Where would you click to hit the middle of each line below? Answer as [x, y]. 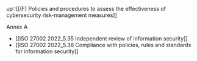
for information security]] [47, 51]
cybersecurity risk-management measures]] [62, 15]
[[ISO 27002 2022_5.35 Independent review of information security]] [101, 38]
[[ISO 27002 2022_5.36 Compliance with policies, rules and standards [103, 45]
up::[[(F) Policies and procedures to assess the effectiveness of [86, 9]
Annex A [17, 27]
